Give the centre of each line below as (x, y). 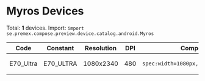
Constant (60, 48)
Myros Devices (45, 11)
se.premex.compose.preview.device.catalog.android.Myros (80, 34)
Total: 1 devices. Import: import (45, 28)
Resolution (101, 48)
